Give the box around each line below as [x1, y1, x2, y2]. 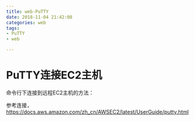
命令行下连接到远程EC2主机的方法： [6, 89, 95, 96]
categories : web [6, 19, 46, 25]
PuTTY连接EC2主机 [6, 68, 102, 82]
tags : [6, 25, 19, 31]
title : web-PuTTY [6, 8, 49, 15]
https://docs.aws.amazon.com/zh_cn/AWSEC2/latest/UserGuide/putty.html [6, 108, 189, 115]
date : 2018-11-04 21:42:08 [6, 14, 73, 20]
